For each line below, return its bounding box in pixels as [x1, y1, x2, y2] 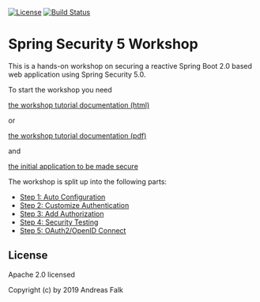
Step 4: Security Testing [19, 217, 99, 227]
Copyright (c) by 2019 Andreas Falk [8, 285, 124, 294]
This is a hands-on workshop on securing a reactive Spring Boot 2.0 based [8, 61, 253, 70]
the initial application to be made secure [8, 161, 138, 171]
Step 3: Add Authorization [19, 209, 104, 218]
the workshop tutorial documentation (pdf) [8, 130, 147, 140]
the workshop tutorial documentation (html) [8, 100, 150, 110]
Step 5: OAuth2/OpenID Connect [19, 225, 126, 235]
